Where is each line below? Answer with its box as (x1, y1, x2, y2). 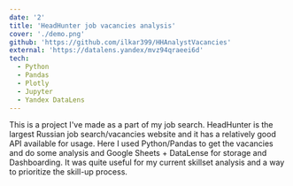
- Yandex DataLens (17, 95, 86, 105)
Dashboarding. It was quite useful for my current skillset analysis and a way (9, 157, 285, 168)
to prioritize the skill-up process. (9, 167, 128, 177)
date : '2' (9, 12, 46, 22)
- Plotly (17, 79, 50, 88)
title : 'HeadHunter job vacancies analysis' (9, 21, 176, 30)
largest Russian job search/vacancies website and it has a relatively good (9, 129, 276, 140)
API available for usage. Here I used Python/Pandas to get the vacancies (9, 138, 274, 149)
